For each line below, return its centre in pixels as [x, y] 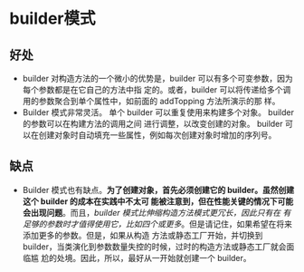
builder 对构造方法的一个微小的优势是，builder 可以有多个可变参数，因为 [157, 78]
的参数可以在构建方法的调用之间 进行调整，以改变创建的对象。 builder [152, 124]
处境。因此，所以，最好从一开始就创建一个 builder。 [154, 257]
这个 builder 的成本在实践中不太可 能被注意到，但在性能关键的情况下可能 [158, 201]
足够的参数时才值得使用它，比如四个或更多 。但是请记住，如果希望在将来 [157, 224]
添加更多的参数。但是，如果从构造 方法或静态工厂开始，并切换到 [142, 235]
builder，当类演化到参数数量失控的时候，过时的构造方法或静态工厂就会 [154, 247]
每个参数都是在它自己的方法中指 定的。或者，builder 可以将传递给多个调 [157, 90]
